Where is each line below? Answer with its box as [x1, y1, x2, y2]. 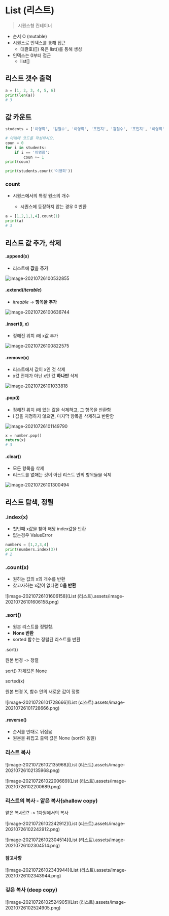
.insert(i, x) [5, 321, 29, 327]
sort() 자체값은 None [5, 668, 47, 674]
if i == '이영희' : [14, 150, 50, 155]
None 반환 [12, 630, 34, 636]
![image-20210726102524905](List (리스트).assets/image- [5, 899, 126, 905]
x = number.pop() [5, 433, 42, 438]
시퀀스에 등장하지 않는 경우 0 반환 [20, 204, 87, 210]
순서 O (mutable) [12, 33, 47, 39]
